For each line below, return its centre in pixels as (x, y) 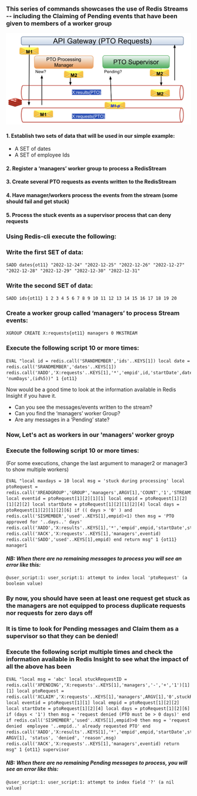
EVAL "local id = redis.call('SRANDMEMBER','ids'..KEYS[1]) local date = (98, 361)
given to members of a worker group (59, 23)
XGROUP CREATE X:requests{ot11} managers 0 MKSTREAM (72, 333)
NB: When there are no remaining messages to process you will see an (94, 558)
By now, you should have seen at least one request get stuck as (98, 598)
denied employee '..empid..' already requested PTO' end (78, 726)
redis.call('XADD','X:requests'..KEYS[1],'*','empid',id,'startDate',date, (101, 372)
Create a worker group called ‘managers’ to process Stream (93, 313)
